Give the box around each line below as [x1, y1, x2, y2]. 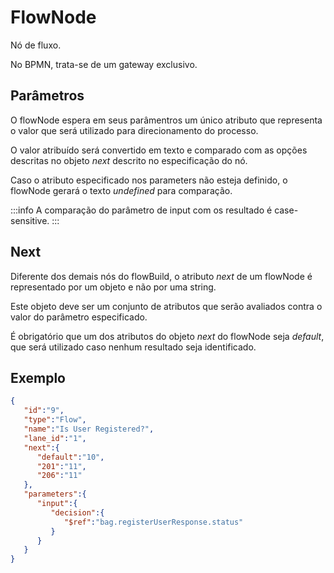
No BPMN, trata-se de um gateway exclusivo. [10, 58, 198, 70]
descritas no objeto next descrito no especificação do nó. [10, 154, 248, 166]
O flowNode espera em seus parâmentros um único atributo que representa [10, 114, 323, 126]
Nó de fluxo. [10, 39, 62, 51]
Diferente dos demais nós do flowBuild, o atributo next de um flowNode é [10, 270, 313, 282]
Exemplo [10, 369, 66, 386]
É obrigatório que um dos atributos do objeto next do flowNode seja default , [10, 330, 325, 342]
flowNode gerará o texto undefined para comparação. [10, 184, 233, 196]
